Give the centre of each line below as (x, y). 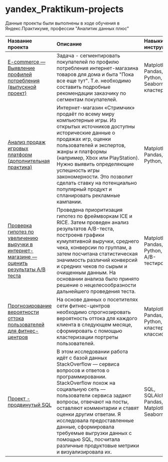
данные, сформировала (85, 426)
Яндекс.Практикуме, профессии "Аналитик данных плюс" (67, 28)
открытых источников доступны (96, 126)
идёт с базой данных (82, 358)
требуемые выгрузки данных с (94, 433)
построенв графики (80, 235)
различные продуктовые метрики (98, 445)
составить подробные (84, 87)
